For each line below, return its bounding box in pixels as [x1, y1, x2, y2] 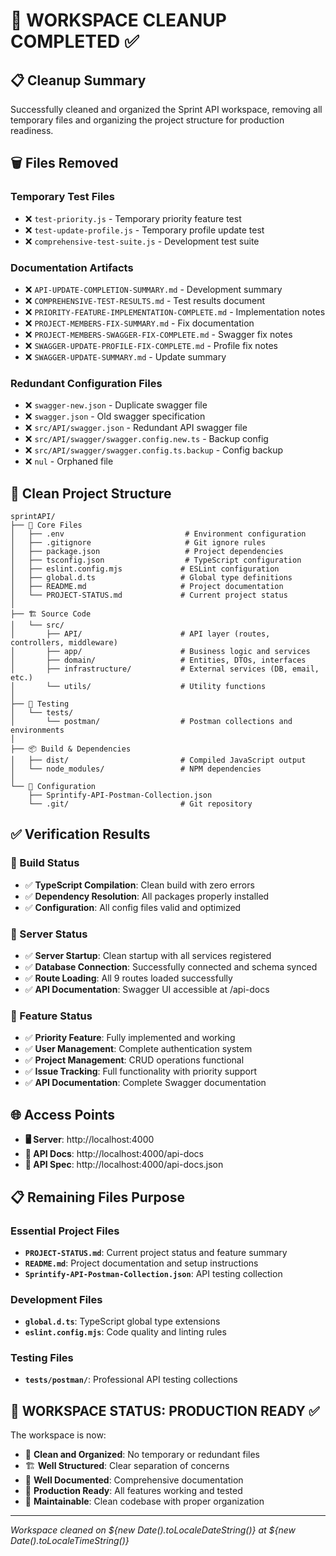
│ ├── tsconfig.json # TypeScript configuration [10, 555, 302, 566]
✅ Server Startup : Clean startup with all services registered [24, 950, 272, 962]
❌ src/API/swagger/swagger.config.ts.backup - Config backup [24, 444, 284, 456]
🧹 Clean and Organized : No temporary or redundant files [24, 1449, 261, 1461]
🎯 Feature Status [10, 1009, 93, 1023]
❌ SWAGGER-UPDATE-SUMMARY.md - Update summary [24, 350, 227, 363]
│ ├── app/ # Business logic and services [10, 647, 311, 657]
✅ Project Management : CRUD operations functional [24, 1054, 245, 1066]
